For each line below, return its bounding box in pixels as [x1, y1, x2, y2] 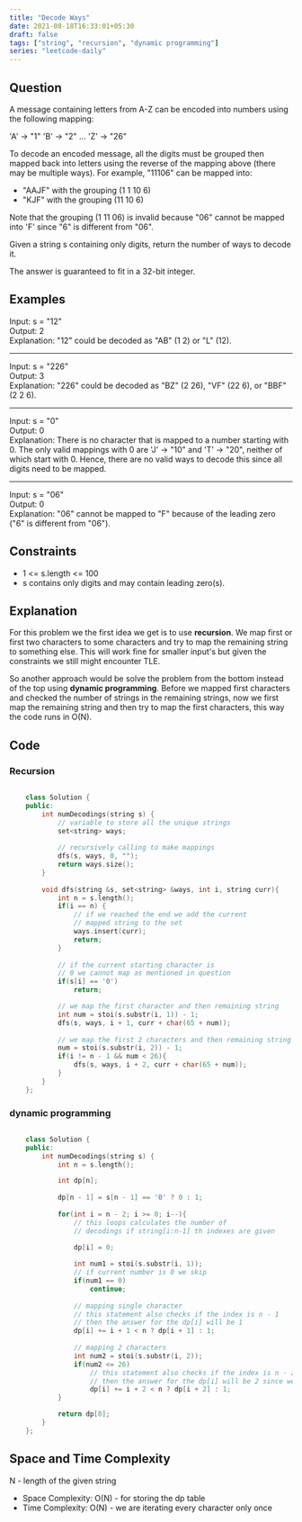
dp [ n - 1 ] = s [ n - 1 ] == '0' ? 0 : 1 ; [57, 1193, 203, 1202]
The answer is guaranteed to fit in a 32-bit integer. [9, 266, 196, 276]
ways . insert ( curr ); [73, 927, 147, 936]
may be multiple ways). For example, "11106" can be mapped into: [9, 167, 253, 178]
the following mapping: [9, 113, 94, 124]
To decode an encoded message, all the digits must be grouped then [9, 148, 265, 158]
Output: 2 [9, 325, 45, 336]
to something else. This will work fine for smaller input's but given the [9, 646, 267, 657]
